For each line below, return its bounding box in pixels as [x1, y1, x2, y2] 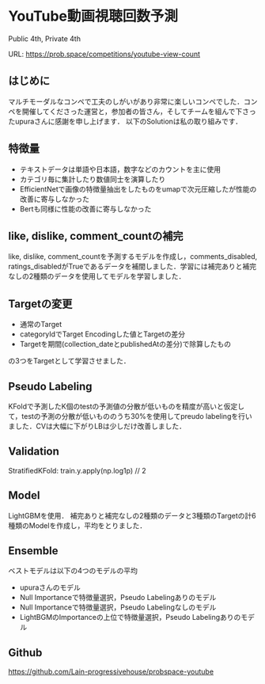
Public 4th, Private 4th [8, 33, 81, 44]
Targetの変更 [8, 297, 73, 310]
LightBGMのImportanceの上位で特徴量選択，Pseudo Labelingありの [19, 613, 241, 622]
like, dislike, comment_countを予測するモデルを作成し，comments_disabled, [8, 252, 258, 261]
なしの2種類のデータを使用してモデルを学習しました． [8, 272, 186, 281]
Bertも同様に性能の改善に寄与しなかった [19, 203, 152, 214]
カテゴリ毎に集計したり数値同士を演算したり [19, 174, 166, 184]
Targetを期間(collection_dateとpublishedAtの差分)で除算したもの [19, 340, 232, 349]
